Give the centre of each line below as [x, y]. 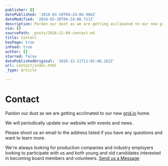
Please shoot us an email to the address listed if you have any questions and [84, 132]
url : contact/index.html [31, 65]
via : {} [13, 28]
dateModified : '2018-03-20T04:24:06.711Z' [50, 19]
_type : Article [21, 70]
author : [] [16, 51]
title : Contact [21, 38]
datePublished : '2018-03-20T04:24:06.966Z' [51, 14]
